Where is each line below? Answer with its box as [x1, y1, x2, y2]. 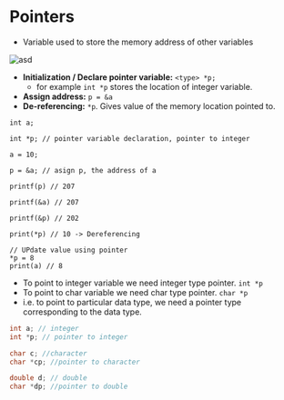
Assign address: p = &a [22, 91, 114, 102]
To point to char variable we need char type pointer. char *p [22, 286, 248, 297]
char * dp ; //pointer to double [9, 382, 128, 392]
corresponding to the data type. [22, 306, 143, 317]
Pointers [9, 6, 75, 27]
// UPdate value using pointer [9, 245, 128, 255]
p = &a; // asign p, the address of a [9, 165, 157, 175]
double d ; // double [9, 374, 88, 383]
